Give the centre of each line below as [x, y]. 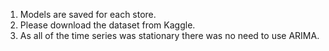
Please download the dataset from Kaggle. [107, 25]
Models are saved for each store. [88, 14]
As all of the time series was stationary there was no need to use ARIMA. [169, 35]
